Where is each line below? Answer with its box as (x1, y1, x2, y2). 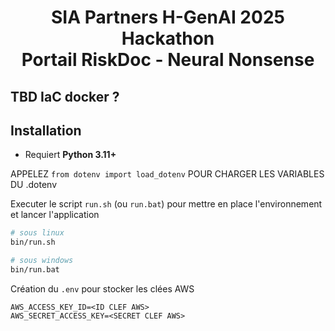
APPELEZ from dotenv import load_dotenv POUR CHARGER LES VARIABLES (10, 168, 325, 180)
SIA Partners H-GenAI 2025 (51, 6, 285, 29)
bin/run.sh (10, 237, 56, 248)
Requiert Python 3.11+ (24, 149, 117, 161)
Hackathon (121, 27, 215, 50)
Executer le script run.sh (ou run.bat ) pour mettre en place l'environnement (10, 198, 323, 210)
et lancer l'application (10, 209, 100, 221)
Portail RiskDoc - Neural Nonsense (21, 49, 315, 71)
